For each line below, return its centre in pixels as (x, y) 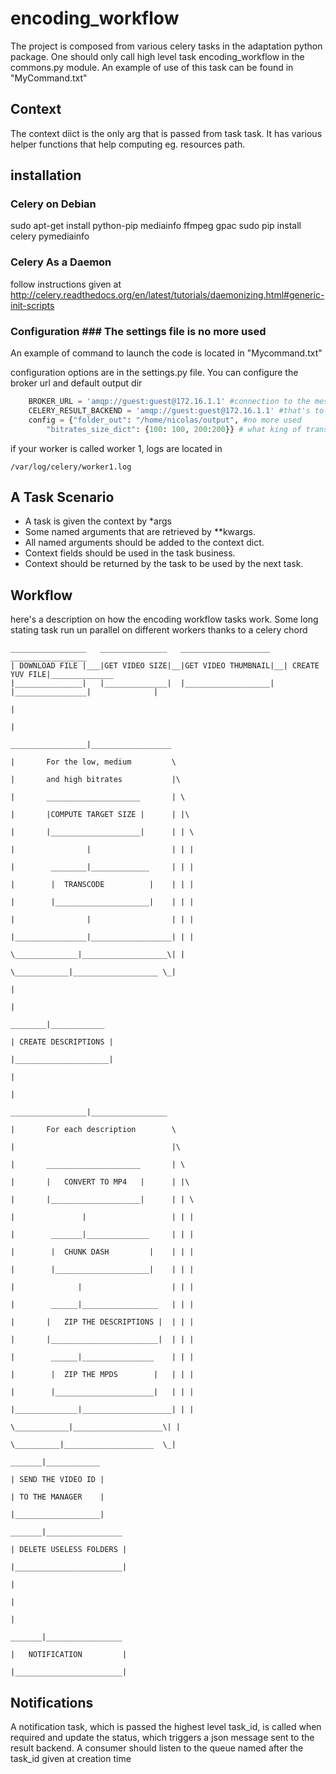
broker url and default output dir (76, 383)
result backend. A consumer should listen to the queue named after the (157, 1748)
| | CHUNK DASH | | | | (102, 1252)
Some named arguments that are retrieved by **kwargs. (140, 532)
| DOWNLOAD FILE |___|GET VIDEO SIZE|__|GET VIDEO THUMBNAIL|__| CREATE (165, 666)
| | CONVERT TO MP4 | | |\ (100, 1182)
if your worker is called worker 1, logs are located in (116, 448)
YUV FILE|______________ (62, 675)
